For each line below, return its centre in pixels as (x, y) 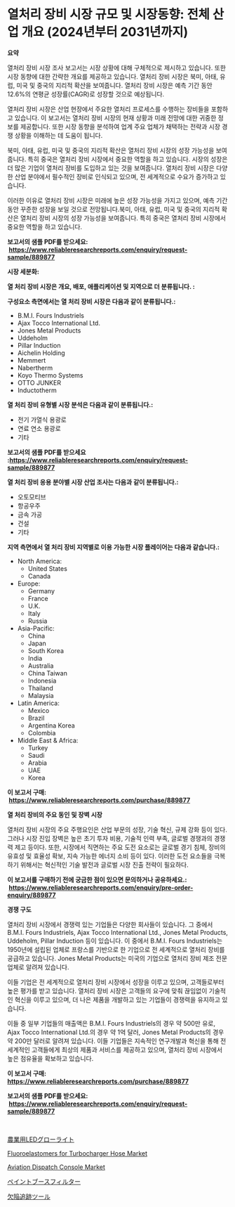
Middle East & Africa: (48, 740)
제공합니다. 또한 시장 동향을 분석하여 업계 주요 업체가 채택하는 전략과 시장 (120, 127)
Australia (41, 666)
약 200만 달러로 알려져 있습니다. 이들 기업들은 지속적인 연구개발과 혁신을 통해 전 (117, 1040)
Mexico (39, 710)
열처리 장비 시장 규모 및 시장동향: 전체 (109, 14)
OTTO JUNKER (39, 382)
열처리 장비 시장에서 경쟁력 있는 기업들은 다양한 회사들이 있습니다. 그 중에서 (110, 924)
